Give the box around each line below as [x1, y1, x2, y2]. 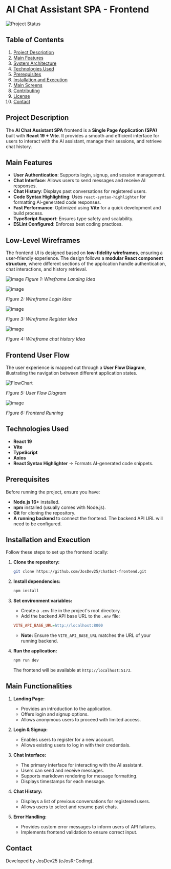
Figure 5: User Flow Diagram [6, 390, 67, 396]
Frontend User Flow [6, 351, 70, 360]
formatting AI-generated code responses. [13, 199, 101, 205]
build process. [13, 210, 44, 217]
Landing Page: [13, 696, 45, 702]
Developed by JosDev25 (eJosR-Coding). [6, 858, 94, 864]
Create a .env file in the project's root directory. [20, 608, 121, 614]
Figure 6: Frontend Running [6, 410, 63, 416]
